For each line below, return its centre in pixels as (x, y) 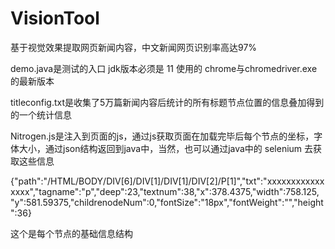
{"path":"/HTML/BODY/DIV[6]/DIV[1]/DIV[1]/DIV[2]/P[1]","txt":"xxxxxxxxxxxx (167, 181)
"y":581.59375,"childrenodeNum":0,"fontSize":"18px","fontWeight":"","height (167, 202)
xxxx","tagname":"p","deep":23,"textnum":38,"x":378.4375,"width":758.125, (165, 191)
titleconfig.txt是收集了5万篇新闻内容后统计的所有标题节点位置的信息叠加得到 (167, 102)
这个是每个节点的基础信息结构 (71, 233)
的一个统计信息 (41, 114)
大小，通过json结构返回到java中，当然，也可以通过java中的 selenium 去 (166, 148)
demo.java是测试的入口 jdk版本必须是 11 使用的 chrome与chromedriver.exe (164, 68)
